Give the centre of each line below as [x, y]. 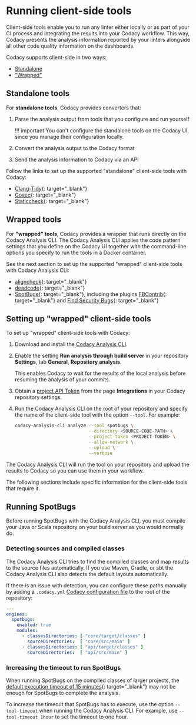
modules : [27, 631]
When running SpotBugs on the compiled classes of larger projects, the [93, 680]
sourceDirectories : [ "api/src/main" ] [77, 652]
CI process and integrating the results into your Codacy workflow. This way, [98, 33]
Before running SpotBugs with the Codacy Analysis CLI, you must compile [96, 521]
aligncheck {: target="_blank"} [51, 281]
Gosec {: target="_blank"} [45, 195]
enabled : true [34, 625]
